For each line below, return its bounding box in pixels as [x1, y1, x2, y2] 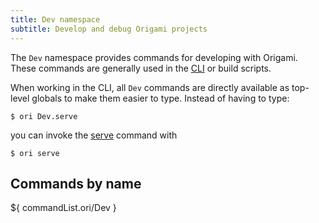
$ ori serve [10, 148, 60, 158]
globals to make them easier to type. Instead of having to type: [31, 92, 290, 104]
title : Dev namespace [10, 14, 101, 25]
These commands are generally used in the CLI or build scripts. [10, 62, 272, 74]
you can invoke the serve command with [10, 129, 178, 141]
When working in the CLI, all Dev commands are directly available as [10, 81, 290, 93]
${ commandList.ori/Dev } [10, 202, 117, 214]
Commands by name [10, 175, 142, 192]
